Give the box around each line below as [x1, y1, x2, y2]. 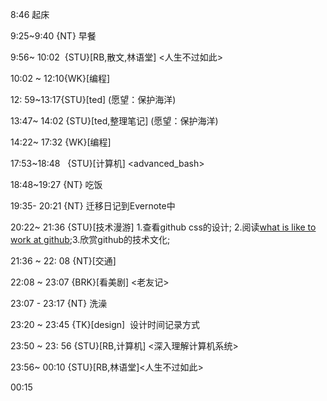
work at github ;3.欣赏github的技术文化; [10, 234, 171, 245]
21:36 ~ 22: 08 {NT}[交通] [10, 255, 117, 267]
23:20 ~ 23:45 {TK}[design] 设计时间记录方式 [10, 319, 201, 330]
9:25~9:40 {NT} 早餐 [10, 30, 97, 42]
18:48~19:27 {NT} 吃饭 [10, 179, 103, 190]
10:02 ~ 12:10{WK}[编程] [10, 73, 111, 84]
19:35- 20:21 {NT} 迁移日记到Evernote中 [10, 200, 176, 212]
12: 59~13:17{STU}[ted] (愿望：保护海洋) [10, 94, 177, 105]
